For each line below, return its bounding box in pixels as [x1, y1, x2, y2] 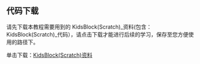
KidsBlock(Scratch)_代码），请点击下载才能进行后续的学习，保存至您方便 [6, 30, 189, 38]
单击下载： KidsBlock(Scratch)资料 [6, 51, 93, 59]
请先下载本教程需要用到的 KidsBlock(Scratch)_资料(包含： [6, 23, 152, 30]
